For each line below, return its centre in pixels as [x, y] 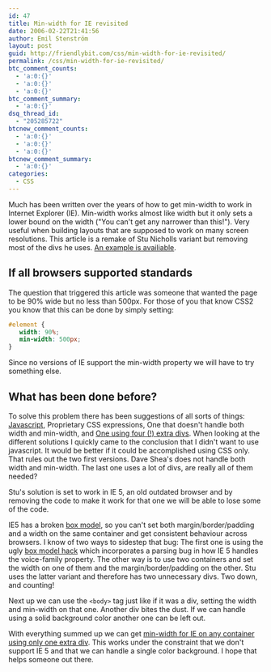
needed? [23, 476]
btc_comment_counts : [43, 69]
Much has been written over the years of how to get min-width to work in [130, 204]
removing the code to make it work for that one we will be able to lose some [135, 500]
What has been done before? [83, 396]
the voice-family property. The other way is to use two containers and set [131, 559]
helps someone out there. [51, 659]
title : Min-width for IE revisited [68, 23]
